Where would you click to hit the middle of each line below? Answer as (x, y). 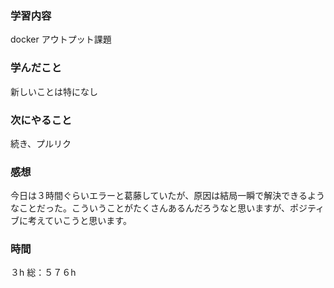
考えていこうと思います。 (79, 221)
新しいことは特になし (54, 91)
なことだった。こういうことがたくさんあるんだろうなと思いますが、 (150, 208)
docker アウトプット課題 (61, 39)
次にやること (41, 120)
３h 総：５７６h (43, 273)
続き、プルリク (41, 143)
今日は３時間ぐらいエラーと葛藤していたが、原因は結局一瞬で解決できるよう (168, 196)
